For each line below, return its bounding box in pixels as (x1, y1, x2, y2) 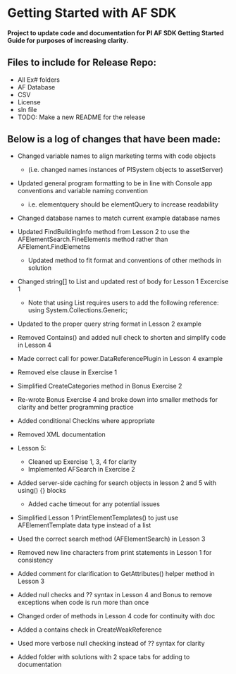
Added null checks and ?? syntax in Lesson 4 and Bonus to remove (17, 591, 213, 599)
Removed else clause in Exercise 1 (17, 368, 118, 376)
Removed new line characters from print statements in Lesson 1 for (17, 549, 212, 557)
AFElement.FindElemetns (17, 243, 91, 251)
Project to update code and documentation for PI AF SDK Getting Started (7, 28, 224, 37)
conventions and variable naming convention (17, 187, 148, 195)
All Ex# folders (17, 75, 60, 84)
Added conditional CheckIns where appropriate (17, 417, 155, 425)
